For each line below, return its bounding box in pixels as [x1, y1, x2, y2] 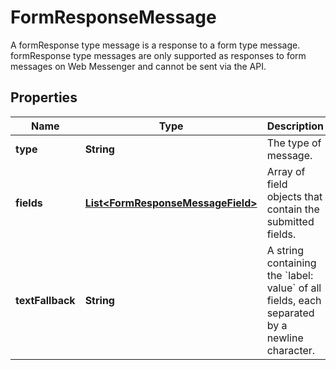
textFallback [15, 293, 76, 307]
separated [266, 306, 315, 320]
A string [266, 243, 304, 257]
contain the [266, 202, 320, 216]
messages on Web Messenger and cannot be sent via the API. [10, 60, 267, 72]
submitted [266, 214, 315, 228]
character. [266, 343, 316, 357]
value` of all [266, 281, 322, 295]
